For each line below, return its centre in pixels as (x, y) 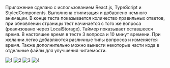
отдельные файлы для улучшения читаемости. (56, 50)
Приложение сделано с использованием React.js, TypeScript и (73, 7)
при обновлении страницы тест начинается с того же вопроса (73, 23)
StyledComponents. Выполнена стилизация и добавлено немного (76, 13)
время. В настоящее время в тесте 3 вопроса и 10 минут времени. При (83, 34)
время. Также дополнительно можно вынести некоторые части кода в (82, 45)
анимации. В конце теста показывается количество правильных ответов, (85, 18)
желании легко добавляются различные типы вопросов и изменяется (81, 40)
